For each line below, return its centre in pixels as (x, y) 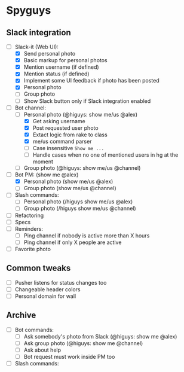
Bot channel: (30, 108)
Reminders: (29, 228)
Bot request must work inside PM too (69, 356)
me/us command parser (62, 141)
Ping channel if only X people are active (73, 242)
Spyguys (29, 10)
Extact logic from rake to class (70, 135)
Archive (21, 315)
